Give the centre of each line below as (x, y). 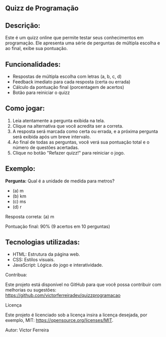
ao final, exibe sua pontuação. (37, 49)
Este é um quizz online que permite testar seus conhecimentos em (74, 38)
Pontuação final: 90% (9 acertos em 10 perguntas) (58, 226)
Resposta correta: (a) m (30, 216)
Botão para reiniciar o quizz (41, 92)
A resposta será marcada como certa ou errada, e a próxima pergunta (85, 131)
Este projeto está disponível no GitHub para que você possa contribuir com (83, 284)
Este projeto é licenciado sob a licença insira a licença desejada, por (76, 315)
